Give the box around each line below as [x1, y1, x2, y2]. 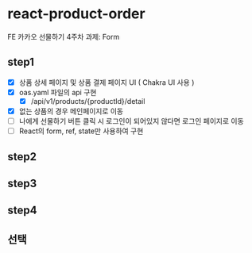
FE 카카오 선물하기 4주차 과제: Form [7, 32, 120, 41]
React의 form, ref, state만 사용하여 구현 [18, 126, 144, 136]
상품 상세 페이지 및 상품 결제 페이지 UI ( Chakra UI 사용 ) [18, 77, 195, 87]
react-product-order [7, 5, 145, 23]
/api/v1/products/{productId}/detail [30, 96, 145, 105]
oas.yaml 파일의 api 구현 [18, 87, 97, 97]
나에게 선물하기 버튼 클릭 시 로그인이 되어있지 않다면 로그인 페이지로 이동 [18, 117, 244, 125]
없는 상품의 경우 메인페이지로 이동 [18, 106, 124, 116]
